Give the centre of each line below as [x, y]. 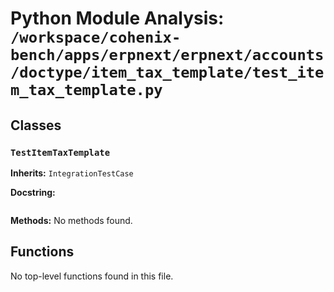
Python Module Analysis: [117, 18]
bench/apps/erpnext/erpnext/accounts [167, 55]
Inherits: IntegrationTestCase [72, 173]
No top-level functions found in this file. [92, 276]
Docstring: [33, 192]
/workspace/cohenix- [96, 37]
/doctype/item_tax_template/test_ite [167, 72]
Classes [36, 125]
